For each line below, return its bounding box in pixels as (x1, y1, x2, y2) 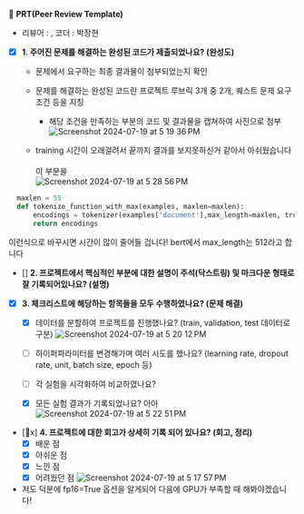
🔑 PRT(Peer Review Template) (8, 9, 123, 19)
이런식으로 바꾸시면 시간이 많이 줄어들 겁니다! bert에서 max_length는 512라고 (8, 236, 283, 247)
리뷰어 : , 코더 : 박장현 (21, 27, 99, 38)
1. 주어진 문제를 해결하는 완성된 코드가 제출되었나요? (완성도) (21, 46, 235, 57)
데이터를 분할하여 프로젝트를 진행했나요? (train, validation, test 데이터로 (34, 317, 291, 328)
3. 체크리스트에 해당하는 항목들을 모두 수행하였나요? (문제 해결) (21, 298, 244, 309)
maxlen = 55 (16, 193, 63, 203)
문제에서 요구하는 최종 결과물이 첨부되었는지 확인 (34, 66, 208, 77)
